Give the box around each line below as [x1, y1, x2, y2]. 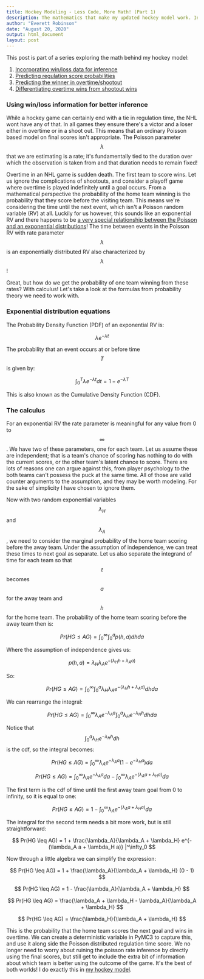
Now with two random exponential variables [6, 496, 117, 503]
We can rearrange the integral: [6, 698, 83, 705]
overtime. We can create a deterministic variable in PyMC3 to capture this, [6, 933, 192, 941]
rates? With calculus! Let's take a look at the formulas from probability [6, 286, 182, 293]
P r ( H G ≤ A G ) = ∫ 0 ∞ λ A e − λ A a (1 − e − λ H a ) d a [51, 757, 153, 768]
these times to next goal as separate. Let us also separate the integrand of [6, 550, 192, 557]
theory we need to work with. [6, 292, 80, 299]
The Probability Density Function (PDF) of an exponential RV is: [6, 321, 165, 328]
